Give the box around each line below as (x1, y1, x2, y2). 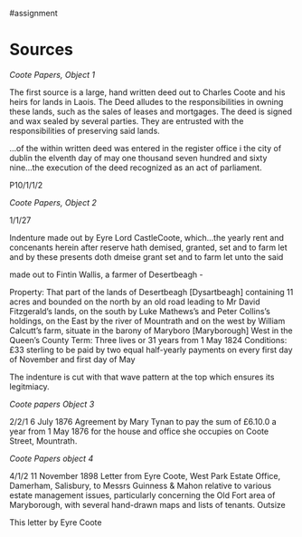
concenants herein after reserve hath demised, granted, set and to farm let (9, 242, 288, 253)
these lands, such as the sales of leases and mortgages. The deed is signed (9, 106, 292, 117)
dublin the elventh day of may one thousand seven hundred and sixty (9, 152, 268, 163)
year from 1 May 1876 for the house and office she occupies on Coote (9, 426, 269, 436)
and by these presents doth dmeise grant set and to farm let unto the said (9, 251, 284, 262)
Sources (9, 40, 74, 60)
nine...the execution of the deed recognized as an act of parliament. (9, 162, 262, 173)
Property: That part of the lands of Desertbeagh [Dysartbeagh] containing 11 (9, 286, 294, 297)
